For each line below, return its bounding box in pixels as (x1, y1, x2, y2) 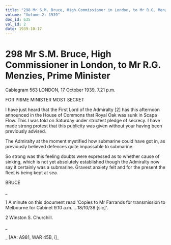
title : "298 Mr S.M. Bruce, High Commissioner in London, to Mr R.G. (5, 7, 156, 13)
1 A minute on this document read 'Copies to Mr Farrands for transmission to (5, 199, 165, 205)
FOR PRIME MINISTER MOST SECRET (5, 97, 84, 103)
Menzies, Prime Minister (5, 70, 110, 81)
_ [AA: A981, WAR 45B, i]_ (5, 234, 60, 240)
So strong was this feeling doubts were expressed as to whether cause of (5, 153, 160, 159)
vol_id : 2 (5, 21, 26, 27)
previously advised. (5, 128, 47, 134)
